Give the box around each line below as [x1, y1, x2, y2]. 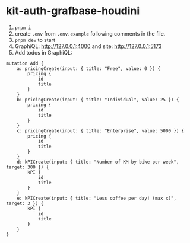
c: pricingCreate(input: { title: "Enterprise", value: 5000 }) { [17, 127, 185, 134]
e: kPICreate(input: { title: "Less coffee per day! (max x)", [17, 195, 177, 201]
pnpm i [14, 25, 31, 31]
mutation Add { [6, 60, 44, 66]
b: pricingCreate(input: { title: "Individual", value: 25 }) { [17, 97, 179, 103]
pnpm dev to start [14, 36, 55, 43]
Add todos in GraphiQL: [14, 49, 72, 56]
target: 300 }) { [6, 164, 49, 170]
